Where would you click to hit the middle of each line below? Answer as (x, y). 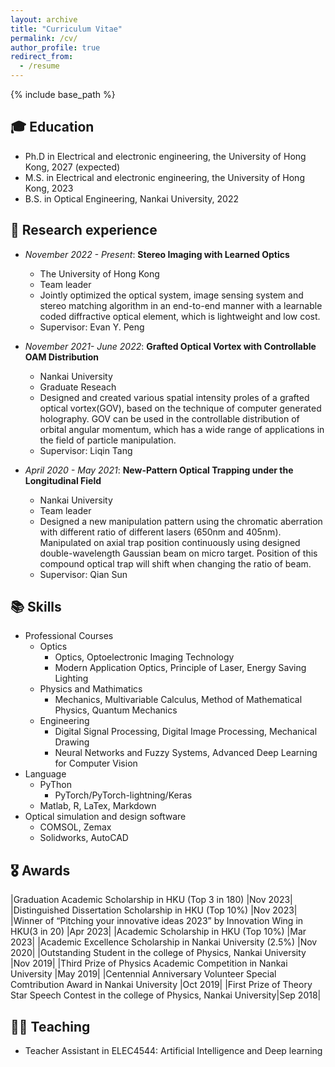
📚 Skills (36, 607)
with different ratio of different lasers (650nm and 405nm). (160, 532)
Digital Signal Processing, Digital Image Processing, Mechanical (186, 732)
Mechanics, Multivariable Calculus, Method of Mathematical (178, 700)
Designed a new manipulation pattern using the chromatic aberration (181, 521)
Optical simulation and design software (105, 817)
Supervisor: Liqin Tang (86, 450)
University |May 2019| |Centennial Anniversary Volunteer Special (143, 974)
